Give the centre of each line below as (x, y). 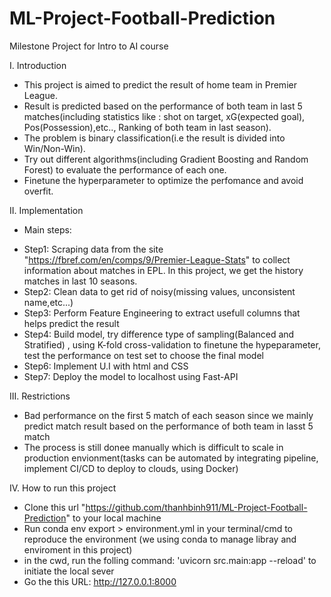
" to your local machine (113, 518)
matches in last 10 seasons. (80, 281)
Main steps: (47, 229)
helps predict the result (71, 323)
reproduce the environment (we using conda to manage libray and (160, 539)
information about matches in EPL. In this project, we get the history (163, 270)
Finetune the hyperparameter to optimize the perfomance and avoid (163, 180)
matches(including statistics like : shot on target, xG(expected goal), (164, 116)
